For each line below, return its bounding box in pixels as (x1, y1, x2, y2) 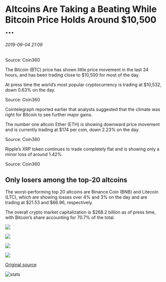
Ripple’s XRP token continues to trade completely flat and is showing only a (5, 146, 160, 152)
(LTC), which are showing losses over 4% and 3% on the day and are (5, 194, 148, 200)
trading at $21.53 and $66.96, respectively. (5, 199, 93, 205)
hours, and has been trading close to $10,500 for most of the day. (5, 72, 140, 78)
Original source (5, 261, 37, 268)
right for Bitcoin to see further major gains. (5, 111, 93, 118)
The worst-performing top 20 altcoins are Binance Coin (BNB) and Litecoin (5, 189, 159, 195)
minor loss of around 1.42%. (5, 151, 63, 157)
